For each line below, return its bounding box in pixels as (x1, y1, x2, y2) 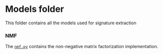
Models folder (5, 3, 64, 15)
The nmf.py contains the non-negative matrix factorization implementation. (5, 44, 159, 50)
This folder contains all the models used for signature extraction (5, 20, 137, 26)
